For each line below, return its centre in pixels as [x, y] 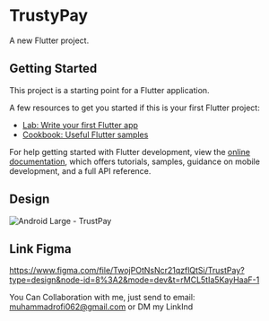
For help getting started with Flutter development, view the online [130, 152]
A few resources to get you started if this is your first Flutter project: [134, 108]
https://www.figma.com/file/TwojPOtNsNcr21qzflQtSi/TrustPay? [127, 271]
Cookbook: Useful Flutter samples [85, 134]
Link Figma [40, 249]
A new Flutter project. [49, 40]
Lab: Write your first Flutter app [80, 125]
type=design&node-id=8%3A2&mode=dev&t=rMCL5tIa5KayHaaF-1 [134, 280]
